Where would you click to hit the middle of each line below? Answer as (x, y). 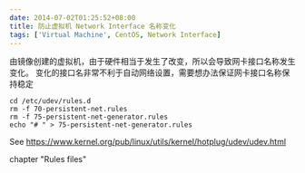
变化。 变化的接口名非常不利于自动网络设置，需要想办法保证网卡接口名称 (146, 72)
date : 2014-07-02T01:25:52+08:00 (73, 18)
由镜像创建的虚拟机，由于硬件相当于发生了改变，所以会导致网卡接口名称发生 (152, 62)
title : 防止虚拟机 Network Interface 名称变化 (93, 26)
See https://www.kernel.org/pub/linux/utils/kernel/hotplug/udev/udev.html (148, 142)
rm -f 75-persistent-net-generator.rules (89, 117)
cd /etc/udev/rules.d (50, 101)
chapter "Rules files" (48, 159)
